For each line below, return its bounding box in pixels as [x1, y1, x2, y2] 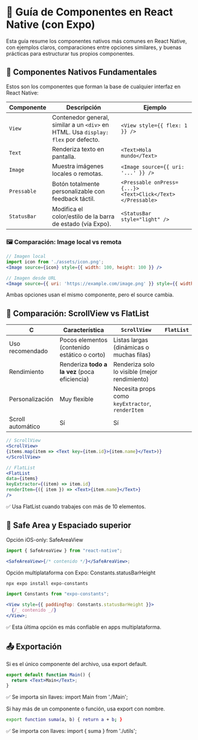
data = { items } [6, 476, 38, 482]
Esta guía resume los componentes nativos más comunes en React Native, [6, 37, 187, 44]
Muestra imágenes [52, 162, 104, 170]
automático [9, 422, 40, 431]
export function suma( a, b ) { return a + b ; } [6, 717, 123, 723]
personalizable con [52, 187, 105, 195]
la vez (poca [60, 368, 95, 376]
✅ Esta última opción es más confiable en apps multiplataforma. [6, 623, 161, 631]
